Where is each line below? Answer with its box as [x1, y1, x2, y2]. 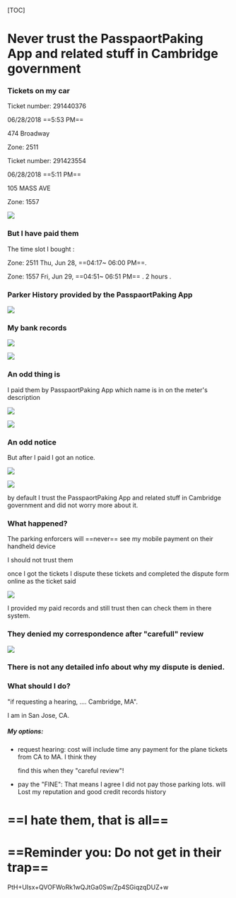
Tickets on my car [7, 86, 71, 96]
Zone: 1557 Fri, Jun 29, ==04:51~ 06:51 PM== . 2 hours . [7, 272, 172, 280]
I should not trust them [7, 556, 73, 565]
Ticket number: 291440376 [7, 102, 87, 110]
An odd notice [7, 437, 57, 447]
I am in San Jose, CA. [7, 711, 69, 719]
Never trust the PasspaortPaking [7, 31, 203, 47]
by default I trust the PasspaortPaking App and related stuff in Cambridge [7, 493, 221, 502]
